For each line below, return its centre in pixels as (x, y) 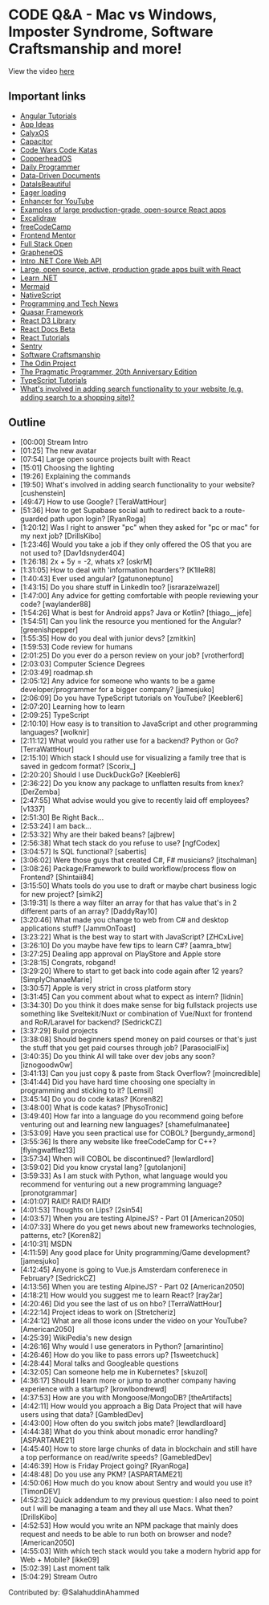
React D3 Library (48, 320)
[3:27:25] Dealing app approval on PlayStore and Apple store (120, 954)
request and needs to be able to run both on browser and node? (126, 1534)
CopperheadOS (46, 158)
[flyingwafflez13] (48, 1150)
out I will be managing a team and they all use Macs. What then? (126, 1508)
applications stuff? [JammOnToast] (78, 928)
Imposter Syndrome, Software (111, 32)
